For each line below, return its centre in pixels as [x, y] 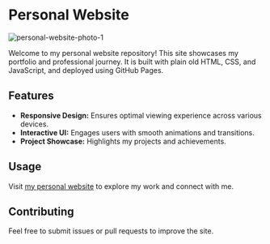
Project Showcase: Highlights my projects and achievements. [123, 141]
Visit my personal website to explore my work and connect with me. [121, 186]
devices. [34, 124]
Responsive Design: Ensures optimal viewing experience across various [141, 115]
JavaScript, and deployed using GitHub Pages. [86, 70]
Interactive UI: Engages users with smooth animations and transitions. [137, 132]
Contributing [41, 211]
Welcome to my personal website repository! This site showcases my [123, 53]
